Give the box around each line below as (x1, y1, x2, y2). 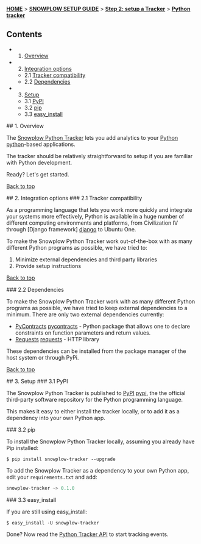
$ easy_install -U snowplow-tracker (6, 520, 99, 526)
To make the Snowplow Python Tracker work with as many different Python (6, 297, 196, 305)
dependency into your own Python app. (6, 414, 105, 421)
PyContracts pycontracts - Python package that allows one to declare (15, 322, 191, 330)
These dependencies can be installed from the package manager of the (6, 347, 186, 355)
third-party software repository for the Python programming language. (6, 396, 183, 403)
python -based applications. (6, 140, 76, 148)
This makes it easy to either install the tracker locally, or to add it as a (6, 407, 180, 415)
